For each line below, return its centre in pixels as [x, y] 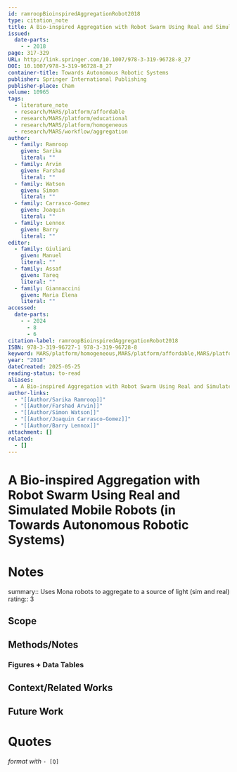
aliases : [21, 380]
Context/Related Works [60, 687]
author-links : [29, 393]
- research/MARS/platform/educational [71, 118]
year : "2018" [27, 360]
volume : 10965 [29, 92]
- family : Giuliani [43, 249]
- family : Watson [40, 184]
